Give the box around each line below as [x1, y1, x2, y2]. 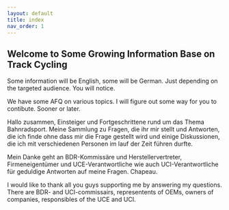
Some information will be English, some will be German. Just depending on [7, 77, 218, 86]
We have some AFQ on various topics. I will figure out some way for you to [7, 97, 217, 106]
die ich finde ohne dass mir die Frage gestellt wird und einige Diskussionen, [7, 133, 220, 141]
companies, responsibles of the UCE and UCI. [7, 196, 137, 204]
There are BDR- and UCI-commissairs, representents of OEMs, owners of [7, 188, 214, 196]
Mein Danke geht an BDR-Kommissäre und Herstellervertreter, [7, 153, 183, 161]
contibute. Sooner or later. [7, 105, 81, 113]
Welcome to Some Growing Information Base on [7, 48, 215, 60]
